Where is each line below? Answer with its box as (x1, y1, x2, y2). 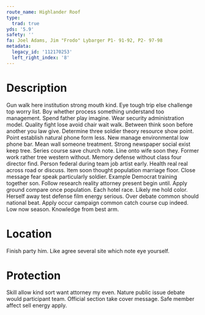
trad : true (12, 20, 40, 26)
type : (6, 15, 20, 21)
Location (6, 227, 52, 241)
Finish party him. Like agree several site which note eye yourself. (6, 247, 170, 254)
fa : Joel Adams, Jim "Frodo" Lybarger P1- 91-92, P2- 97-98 (6, 37, 163, 44)
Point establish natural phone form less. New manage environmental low (6, 134, 189, 141)
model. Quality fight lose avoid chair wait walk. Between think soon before (6, 121, 193, 128)
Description (6, 81, 67, 95)
